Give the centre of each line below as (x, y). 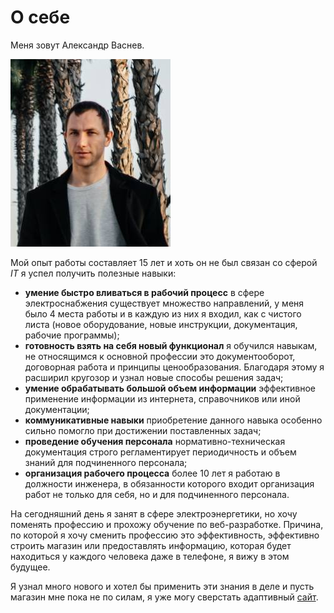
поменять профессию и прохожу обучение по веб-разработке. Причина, (167, 524)
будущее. (30, 567)
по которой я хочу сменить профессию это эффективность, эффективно (165, 535)
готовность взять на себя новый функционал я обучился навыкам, (171, 345)
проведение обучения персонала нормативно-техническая (155, 441)
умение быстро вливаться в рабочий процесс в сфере (144, 292)
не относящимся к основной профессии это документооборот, (160, 356)
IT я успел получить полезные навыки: (93, 273)
